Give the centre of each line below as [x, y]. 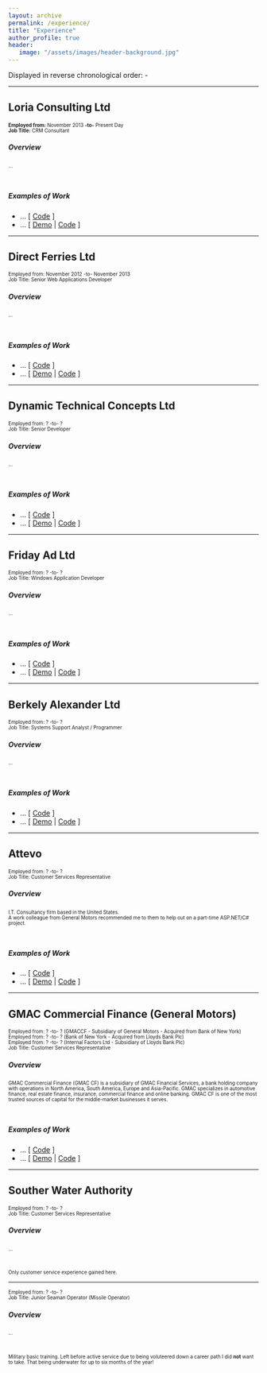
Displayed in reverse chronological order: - [78, 75]
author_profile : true [44, 38]
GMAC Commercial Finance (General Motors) [122, 1014]
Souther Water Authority [71, 1191]
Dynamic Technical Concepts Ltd [92, 406]
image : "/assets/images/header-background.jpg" [99, 52]
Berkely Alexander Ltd [64, 704]
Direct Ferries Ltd [52, 256]
